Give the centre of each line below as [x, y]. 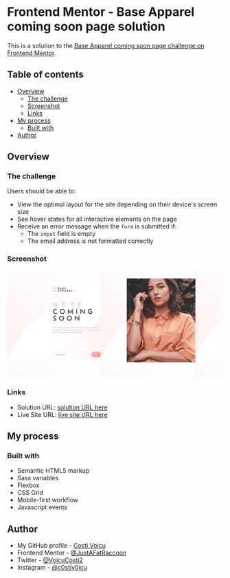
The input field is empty [61, 234]
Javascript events [42, 507]
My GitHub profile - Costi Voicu [61, 546]
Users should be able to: [42, 191]
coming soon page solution [87, 26]
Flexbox [28, 485]
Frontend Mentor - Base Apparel [101, 12]
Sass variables [38, 478]
